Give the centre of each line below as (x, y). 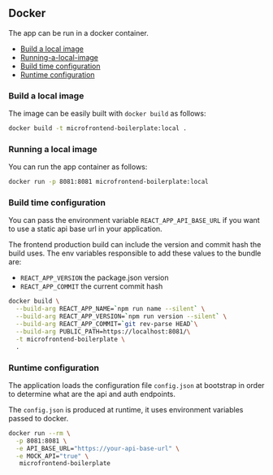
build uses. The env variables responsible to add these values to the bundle (135, 253)
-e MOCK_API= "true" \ (52, 456)
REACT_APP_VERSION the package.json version (94, 278)
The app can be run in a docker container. (78, 33)
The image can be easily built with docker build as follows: (107, 114)
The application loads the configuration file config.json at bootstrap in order (136, 385)
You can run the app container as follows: (78, 167)
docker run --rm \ (39, 433)
